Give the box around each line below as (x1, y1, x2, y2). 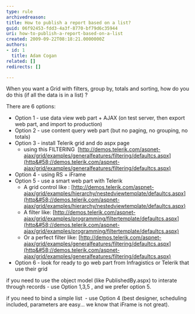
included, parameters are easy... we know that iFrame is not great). (6, 301, 170, 308)
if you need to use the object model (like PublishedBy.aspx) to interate (6, 277, 177, 284)
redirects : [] (6, 63, 41, 70)
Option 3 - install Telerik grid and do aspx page (14, 140, 130, 147)
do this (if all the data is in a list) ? (6, 91, 88, 98)
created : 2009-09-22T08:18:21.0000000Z (6, 36, 105, 42)
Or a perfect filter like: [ (23, 234, 81, 241)
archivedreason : (6, 14, 46, 20)
